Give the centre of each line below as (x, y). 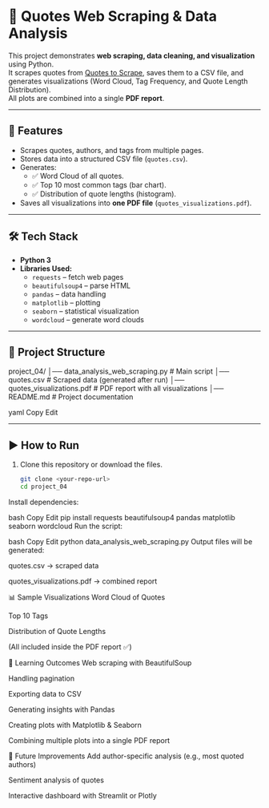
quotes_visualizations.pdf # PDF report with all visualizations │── (116, 389)
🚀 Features (36, 131)
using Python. (31, 64)
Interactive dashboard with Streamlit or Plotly (83, 795)
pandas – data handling (69, 294)
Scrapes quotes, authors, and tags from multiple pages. (112, 150)
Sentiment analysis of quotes (56, 780)
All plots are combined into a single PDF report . (86, 98)
